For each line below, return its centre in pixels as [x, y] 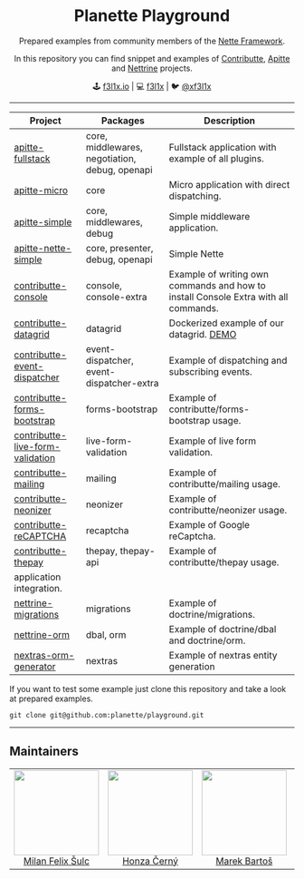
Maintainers [44, 752]
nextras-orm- [44, 655]
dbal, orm [106, 634]
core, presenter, [119, 248]
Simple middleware [209, 216]
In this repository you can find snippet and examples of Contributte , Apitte [152, 58]
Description [229, 121]
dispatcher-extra [122, 383]
